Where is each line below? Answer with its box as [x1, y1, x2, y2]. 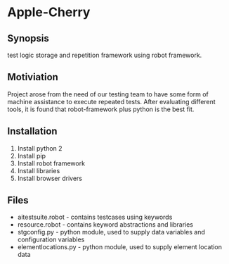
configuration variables [17, 235, 85, 244]
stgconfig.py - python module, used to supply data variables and [17, 228, 205, 237]
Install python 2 [17, 144, 63, 152]
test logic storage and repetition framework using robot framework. [7, 51, 202, 59]
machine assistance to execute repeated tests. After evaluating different [7, 97, 216, 106]
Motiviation [7, 71, 58, 83]
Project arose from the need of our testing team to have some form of [7, 89, 209, 99]
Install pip [17, 151, 46, 160]
